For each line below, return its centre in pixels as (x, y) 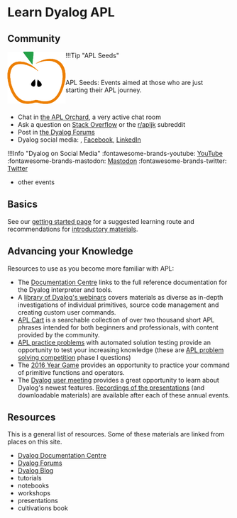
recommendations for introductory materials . (73, 229)
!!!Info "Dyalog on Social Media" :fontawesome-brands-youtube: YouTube (115, 153)
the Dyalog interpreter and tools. (65, 289)
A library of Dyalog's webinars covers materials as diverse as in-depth (120, 297)
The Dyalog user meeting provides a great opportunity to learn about (118, 380)
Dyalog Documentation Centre (62, 456)
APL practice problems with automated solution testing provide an (114, 342)
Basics (22, 204)
